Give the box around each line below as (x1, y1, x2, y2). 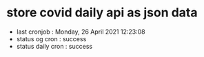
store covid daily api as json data (6, 5, 198, 21)
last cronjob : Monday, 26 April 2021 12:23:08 (16, 27, 145, 36)
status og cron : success (16, 34, 87, 43)
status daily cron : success (16, 42, 93, 50)
